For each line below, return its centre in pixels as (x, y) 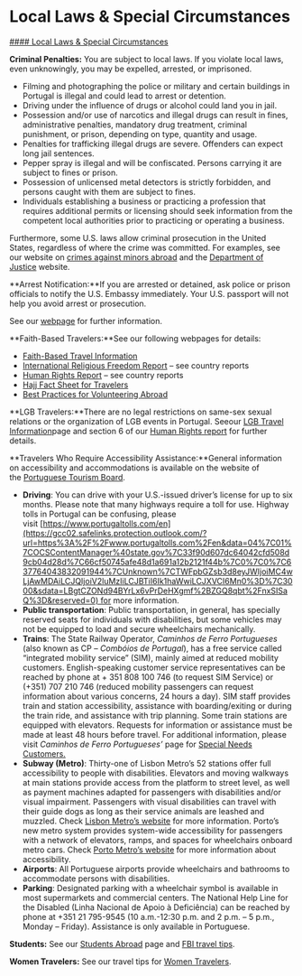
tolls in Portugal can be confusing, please (100, 514)
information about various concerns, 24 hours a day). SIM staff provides (156, 696)
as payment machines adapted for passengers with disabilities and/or (151, 792)
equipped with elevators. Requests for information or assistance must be (157, 725)
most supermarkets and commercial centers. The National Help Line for (155, 897)
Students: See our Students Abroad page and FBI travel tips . (122, 943)
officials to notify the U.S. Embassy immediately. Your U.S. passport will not (149, 293)
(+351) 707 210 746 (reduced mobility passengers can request (138, 686)
